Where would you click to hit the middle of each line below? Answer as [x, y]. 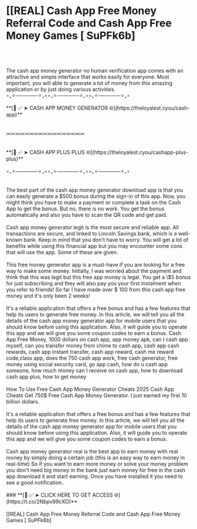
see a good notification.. [35, 482]
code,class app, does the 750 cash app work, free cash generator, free [92, 358]
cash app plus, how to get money [46, 377]
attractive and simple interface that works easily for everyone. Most [88, 77]
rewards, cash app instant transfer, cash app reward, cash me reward [90, 351]
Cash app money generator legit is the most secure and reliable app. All [92, 227]
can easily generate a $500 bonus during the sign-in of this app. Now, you [96, 196]
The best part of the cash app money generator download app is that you [95, 190]
